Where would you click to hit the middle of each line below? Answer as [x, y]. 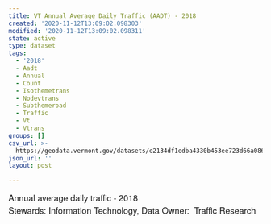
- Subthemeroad [41, 106]
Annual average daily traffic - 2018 [73, 198]
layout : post [30, 166]
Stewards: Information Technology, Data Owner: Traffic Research [132, 210]
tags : [17, 53]
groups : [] [27, 135]
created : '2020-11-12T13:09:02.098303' [75, 23]
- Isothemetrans [43, 91]
